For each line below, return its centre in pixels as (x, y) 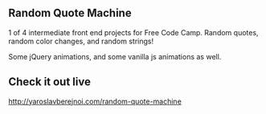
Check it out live (49, 82)
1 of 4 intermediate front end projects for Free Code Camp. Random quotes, (133, 32)
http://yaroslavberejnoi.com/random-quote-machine (95, 101)
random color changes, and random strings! (81, 41)
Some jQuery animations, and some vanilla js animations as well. (115, 56)
